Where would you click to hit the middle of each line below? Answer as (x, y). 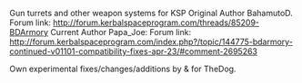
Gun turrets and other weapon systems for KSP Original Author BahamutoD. (151, 13)
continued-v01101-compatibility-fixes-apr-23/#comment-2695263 (133, 51)
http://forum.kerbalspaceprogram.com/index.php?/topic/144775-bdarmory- (151, 41)
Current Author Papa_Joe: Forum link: (121, 32)
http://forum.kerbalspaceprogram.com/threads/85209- (156, 23)
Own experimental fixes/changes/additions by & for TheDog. (123, 69)
